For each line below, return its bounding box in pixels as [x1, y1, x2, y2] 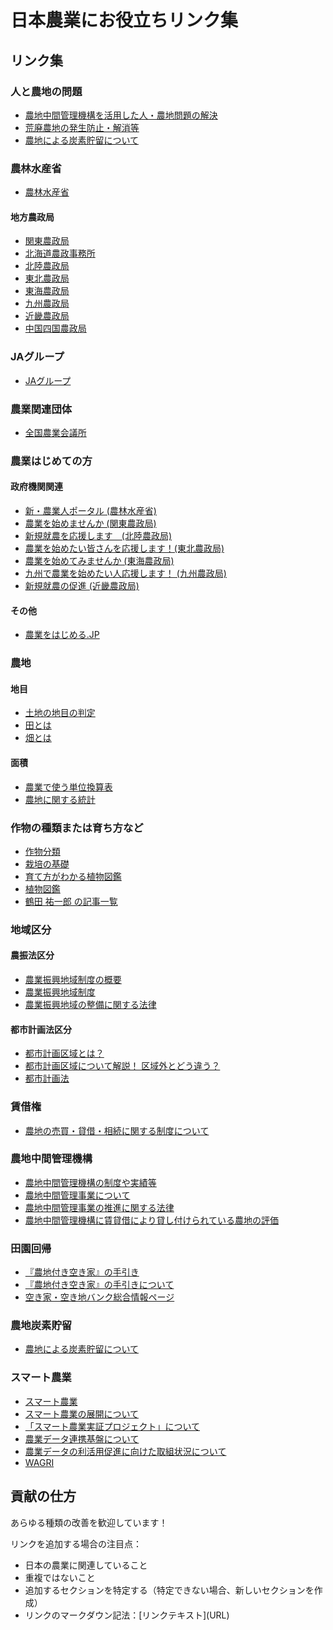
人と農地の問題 [10, 84, 83, 98]
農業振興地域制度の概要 [24, 974, 122, 986]
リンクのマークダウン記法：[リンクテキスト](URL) [24, 1609, 230, 1621]
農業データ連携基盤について [24, 1432, 140, 1445]
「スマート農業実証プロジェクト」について [24, 1420, 200, 1432]
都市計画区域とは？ [24, 1047, 105, 1060]
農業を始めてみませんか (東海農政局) [24, 555, 175, 567]
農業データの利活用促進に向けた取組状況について [24, 1445, 227, 1457]
